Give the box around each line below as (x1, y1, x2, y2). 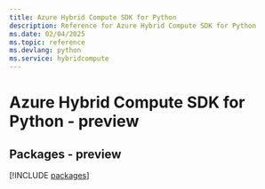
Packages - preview (9, 146, 122, 161)
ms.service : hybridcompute (9, 54, 109, 63)
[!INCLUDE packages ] (9, 170, 90, 180)
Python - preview (9, 112, 140, 131)
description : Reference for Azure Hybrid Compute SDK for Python (9, 21, 256, 30)
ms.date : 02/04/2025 (9, 29, 86, 38)
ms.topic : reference (9, 37, 86, 47)
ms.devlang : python (9, 46, 82, 55)
